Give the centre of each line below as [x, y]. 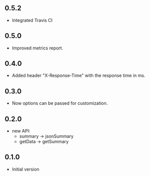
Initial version [25, 169]
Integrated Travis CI [32, 20]
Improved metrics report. [37, 48]
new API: [21, 131]
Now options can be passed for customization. [60, 103]
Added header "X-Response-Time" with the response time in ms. [78, 76]
